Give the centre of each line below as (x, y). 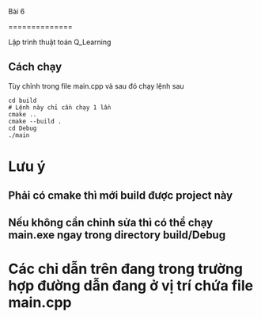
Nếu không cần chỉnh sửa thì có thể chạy (111, 222)
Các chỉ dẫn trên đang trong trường (126, 269)
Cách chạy (35, 67)
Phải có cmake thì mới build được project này (121, 196)
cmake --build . (35, 121)
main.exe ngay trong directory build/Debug (117, 235)
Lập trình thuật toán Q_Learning (60, 42)
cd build (23, 101)
